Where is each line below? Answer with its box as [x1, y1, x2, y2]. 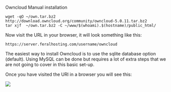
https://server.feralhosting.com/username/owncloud [5, 42, 117, 47]
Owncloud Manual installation [5, 5, 68, 10]
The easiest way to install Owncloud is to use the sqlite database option [5, 51, 156, 56]
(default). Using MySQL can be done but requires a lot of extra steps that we [5, 56, 166, 62]
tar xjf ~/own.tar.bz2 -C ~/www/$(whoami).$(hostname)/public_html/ [5, 23, 157, 28]
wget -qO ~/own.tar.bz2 [5, 14, 56, 19]
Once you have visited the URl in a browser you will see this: [5, 71, 132, 77]
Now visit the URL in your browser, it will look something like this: [5, 32, 142, 38]
